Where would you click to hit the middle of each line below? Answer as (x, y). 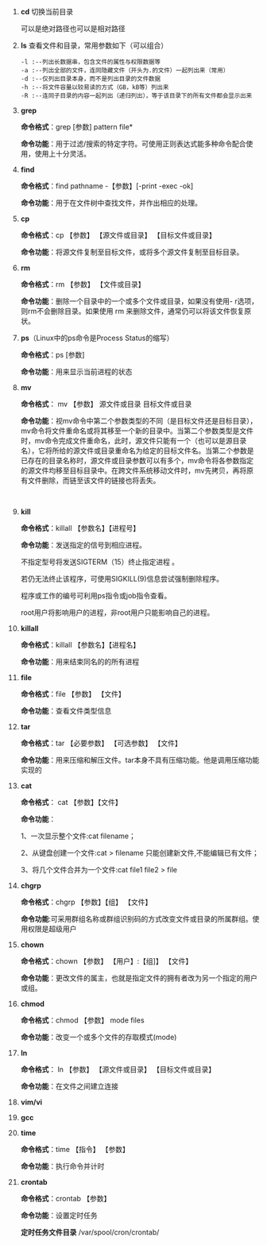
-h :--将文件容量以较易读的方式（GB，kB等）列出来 (95, 87)
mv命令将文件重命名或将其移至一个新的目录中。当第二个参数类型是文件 (137, 431)
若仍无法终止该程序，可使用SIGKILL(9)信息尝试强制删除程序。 (122, 579)
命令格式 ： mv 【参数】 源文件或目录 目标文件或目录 (106, 404)
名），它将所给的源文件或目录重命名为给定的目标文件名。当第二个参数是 (137, 450)
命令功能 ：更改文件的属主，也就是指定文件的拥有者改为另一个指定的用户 (139, 978)
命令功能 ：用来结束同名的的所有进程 (80, 661)
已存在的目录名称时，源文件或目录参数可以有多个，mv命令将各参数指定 (137, 460)
